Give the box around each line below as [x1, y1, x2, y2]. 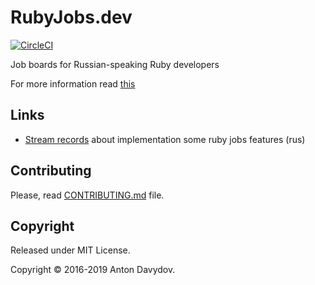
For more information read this [10, 77, 136, 90]
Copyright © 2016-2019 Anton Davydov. [10, 264, 176, 276]
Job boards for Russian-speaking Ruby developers [10, 58, 220, 70]
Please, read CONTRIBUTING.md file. [10, 189, 165, 201]
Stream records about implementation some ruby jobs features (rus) [24, 133, 306, 145]
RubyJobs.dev [10, 6, 133, 29]
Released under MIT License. [10, 244, 131, 256]
